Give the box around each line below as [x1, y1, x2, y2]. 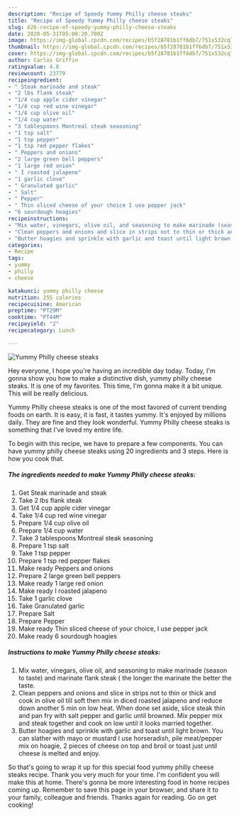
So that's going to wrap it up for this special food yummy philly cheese [8, 763, 214, 771]
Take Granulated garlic [18, 602, 85, 610]
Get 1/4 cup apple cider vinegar [18, 504, 111, 512]
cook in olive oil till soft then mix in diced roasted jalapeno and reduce [18, 696, 223, 705]
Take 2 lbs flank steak [18, 496, 82, 504]
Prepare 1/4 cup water [18, 526, 84, 535]
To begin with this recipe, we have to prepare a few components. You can [8, 439, 223, 447]
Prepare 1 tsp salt [18, 541, 70, 550]
